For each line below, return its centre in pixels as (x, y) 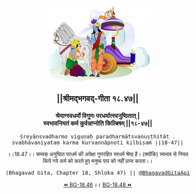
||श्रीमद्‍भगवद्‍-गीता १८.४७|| (98, 99)
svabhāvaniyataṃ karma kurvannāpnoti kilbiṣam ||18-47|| (98, 142)
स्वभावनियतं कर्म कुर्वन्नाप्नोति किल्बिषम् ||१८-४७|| (98, 123)
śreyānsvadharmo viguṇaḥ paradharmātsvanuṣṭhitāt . (98, 136)
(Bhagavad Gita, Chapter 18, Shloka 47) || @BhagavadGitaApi (98, 173)
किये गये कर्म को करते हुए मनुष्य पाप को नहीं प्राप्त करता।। (98, 161)
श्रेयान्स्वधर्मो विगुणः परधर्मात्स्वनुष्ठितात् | (98, 116)
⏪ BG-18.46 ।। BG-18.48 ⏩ (98, 184)
